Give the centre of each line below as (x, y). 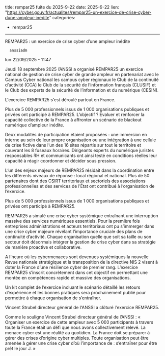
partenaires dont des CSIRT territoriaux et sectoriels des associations (75, 181)
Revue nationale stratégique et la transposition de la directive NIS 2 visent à (82, 262)
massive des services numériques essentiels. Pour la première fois (72, 221)
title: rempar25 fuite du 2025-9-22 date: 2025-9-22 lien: (62, 7)
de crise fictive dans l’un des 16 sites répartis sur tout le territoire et (73, 145)
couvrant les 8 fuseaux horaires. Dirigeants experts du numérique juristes (80, 150)
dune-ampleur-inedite (27, 18)
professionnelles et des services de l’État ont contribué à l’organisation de (80, 186)
